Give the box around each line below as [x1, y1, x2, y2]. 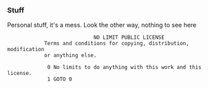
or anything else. [43, 52, 97, 59]
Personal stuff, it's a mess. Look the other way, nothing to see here [7, 21, 197, 29]
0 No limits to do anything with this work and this [47, 64, 202, 71]
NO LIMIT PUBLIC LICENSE [93, 34, 165, 41]
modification [7, 46, 45, 53]
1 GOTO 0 [47, 76, 72, 83]
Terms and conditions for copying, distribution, [43, 40, 189, 47]
